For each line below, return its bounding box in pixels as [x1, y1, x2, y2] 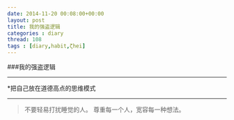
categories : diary [7, 29, 64, 37]
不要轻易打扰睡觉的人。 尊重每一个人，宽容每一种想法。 [24, 105, 185, 114]
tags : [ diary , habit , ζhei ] [7, 43, 86, 50]
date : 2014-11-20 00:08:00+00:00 [7, 10, 104, 17]
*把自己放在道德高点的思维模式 [7, 84, 96, 92]
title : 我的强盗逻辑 [7, 23, 61, 30]
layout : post [7, 17, 45, 24]
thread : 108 [7, 36, 42, 43]
